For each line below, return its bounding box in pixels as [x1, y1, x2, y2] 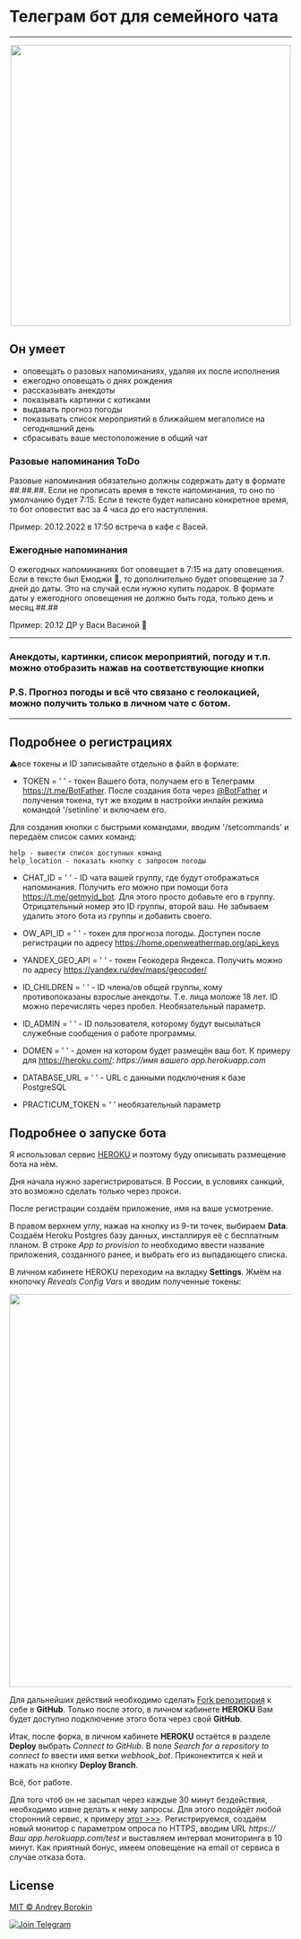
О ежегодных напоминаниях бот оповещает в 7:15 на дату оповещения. [9, 564, 285, 575]
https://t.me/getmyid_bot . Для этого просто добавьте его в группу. [21, 891, 275, 902]
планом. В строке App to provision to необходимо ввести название [9, 1240, 265, 1251]
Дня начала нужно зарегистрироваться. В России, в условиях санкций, [9, 1176, 285, 1187]
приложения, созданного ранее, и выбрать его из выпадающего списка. [9, 1249, 288, 1260]
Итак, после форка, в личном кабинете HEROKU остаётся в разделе [9, 1731, 271, 1742]
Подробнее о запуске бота [9, 1125, 168, 1140]
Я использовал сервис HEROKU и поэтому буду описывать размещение [9, 1149, 287, 1160]
